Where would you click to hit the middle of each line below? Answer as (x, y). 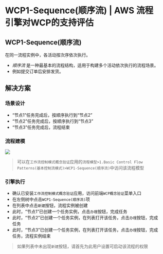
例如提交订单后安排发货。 (38, 71)
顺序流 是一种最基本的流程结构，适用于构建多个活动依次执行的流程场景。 (85, 65)
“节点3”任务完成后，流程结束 (41, 127)
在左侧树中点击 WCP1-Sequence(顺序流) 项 (51, 199)
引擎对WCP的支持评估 (49, 23)
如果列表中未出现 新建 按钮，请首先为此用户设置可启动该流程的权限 (82, 246)
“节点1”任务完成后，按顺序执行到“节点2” (52, 115)
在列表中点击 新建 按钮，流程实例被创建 (50, 206)
